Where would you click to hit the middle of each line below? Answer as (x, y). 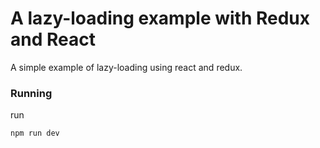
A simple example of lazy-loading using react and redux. (126, 67)
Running (31, 93)
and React (53, 39)
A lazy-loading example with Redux (160, 18)
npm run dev (35, 133)
